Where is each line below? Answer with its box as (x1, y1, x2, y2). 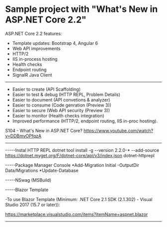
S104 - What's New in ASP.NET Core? (5, 127, 83, 133)
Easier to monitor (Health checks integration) (12, 113, 104, 118)
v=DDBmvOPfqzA (5, 133, 42, 139)
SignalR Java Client (12, 72, 52, 78)
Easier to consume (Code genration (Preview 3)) (12, 102, 112, 108)
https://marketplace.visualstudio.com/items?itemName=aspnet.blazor (5, 211, 148, 217)
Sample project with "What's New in (5, 3, 158, 15)
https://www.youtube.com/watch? (83, 127, 154, 133)
